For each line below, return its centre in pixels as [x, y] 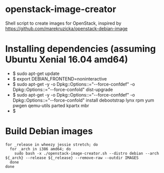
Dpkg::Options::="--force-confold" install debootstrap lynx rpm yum [83, 100]
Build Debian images [49, 131]
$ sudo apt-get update [36, 73]
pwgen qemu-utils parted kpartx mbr [51, 105]
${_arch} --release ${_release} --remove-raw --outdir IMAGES [72, 158]
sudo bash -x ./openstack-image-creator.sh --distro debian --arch [87, 153]
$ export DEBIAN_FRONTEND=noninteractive [60, 78]
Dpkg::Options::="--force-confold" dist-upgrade [63, 90]
